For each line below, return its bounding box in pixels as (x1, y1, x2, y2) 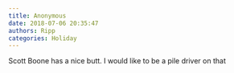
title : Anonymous (8, 11, 67, 20)
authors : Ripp (8, 26, 56, 34)
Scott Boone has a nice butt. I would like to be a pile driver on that (8, 56, 227, 66)
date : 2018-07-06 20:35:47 (8, 19, 99, 27)
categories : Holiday (8, 34, 78, 43)
